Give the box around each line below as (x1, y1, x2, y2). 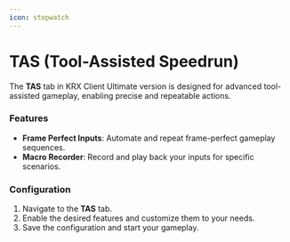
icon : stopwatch (9, 12, 69, 22)
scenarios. (21, 161, 61, 172)
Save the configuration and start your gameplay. (21, 222, 199, 233)
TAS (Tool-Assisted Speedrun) (9, 51, 239, 71)
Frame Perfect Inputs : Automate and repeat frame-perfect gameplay (21, 133, 276, 143)
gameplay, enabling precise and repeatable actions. (41, 90, 231, 101)
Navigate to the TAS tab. (21, 204, 113, 214)
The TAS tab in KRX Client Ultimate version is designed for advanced (9, 81, 262, 92)
